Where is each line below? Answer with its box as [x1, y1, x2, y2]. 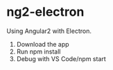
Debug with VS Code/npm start [16, 54, 107, 62]
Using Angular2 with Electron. [6, 27, 92, 35]
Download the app [16, 40, 70, 48]
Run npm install [16, 47, 61, 56]
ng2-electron [6, 4, 85, 20]
